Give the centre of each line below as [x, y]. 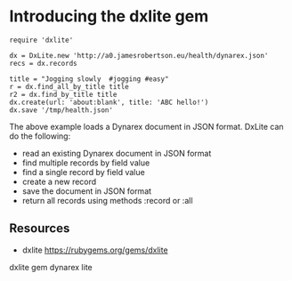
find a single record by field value [83, 172]
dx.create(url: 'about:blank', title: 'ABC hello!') [109, 102]
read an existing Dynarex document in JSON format [117, 153]
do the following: [40, 136]
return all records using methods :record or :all [107, 200]
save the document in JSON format [87, 191]
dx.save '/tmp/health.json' [61, 110]
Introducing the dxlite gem [109, 16]
